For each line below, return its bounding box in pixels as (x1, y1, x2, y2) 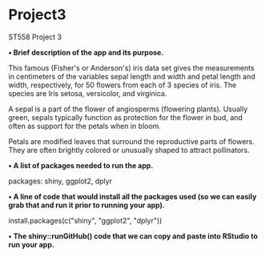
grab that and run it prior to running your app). (8, 200, 166, 210)
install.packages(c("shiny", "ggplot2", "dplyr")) (8, 215, 163, 225)
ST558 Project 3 (8, 32, 62, 42)
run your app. (8, 239, 54, 249)
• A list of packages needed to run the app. (8, 160, 154, 170)
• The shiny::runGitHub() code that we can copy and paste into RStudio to (8, 231, 258, 241)
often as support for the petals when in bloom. (8, 121, 162, 131)
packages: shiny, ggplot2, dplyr (8, 176, 112, 186)
